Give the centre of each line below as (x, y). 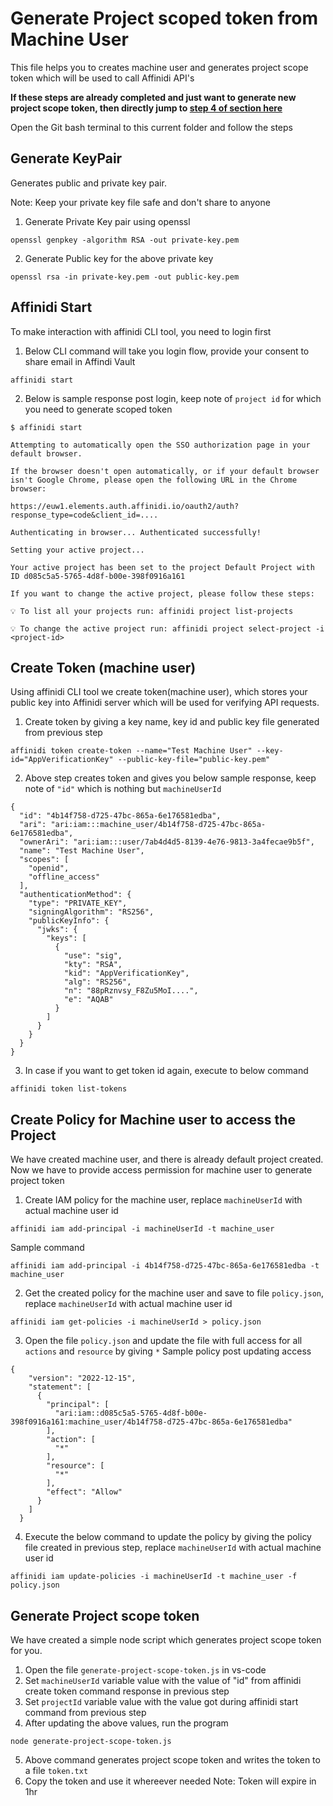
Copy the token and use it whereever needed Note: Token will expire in (170, 1781)
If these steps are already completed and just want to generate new (153, 97)
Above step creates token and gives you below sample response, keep (170, 778)
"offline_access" (64, 877)
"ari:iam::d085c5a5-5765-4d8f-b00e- (131, 1413)
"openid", (49, 868)
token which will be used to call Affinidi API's (102, 78)
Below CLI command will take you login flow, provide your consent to (167, 351)
